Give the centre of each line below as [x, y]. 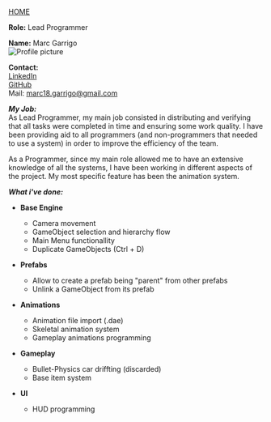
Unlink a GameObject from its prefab [93, 289]
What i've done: [36, 192]
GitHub [20, 85]
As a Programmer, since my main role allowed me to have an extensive [126, 159]
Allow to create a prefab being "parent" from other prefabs [130, 280]
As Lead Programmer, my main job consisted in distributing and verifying [129, 117]
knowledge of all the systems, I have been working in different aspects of [131, 168]
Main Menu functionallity [74, 241]
